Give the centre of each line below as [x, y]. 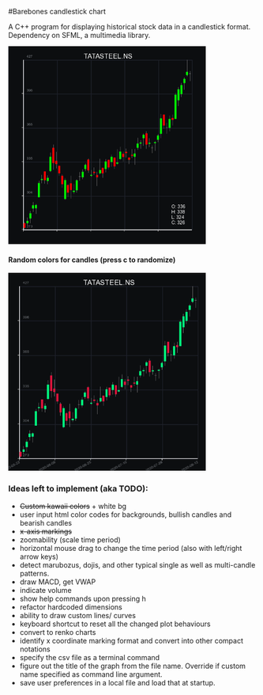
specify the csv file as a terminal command [90, 657]
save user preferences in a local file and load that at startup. [117, 682]
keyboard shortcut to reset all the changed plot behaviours [115, 624]
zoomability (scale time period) [70, 539]
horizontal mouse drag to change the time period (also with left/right [131, 548]
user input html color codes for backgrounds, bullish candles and [126, 515]
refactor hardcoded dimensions [71, 607]
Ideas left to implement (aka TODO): [78, 488]
